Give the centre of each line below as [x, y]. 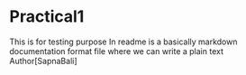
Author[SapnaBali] [44, 61]
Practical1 [47, 17]
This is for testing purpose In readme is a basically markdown [123, 42]
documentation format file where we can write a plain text [116, 51]
